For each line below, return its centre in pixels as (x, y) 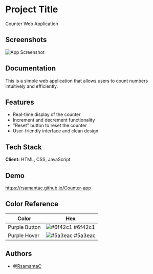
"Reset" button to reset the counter (50, 125)
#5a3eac (85, 236)
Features (20, 102)
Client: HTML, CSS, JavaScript (38, 160)
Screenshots (26, 40)
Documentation (31, 68)
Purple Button (24, 227)
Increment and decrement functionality (54, 120)
